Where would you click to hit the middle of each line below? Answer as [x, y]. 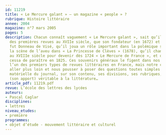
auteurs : [14, 92]
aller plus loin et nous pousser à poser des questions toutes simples [85, 70]
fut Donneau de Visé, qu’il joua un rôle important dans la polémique [84, 46]
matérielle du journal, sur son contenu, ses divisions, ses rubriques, [86, 74]
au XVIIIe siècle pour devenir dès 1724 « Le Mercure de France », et [84, 56]
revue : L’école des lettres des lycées [46, 88]
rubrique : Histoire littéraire [37, 19]
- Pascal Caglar [22, 97]
